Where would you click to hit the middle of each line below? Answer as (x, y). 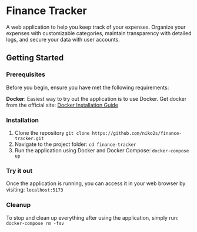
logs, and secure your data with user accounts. (63, 39)
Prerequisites (26, 74)
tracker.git (29, 138)
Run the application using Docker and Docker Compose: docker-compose (102, 150)
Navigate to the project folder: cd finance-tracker (75, 144)
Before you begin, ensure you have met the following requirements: (88, 87)
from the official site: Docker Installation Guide (62, 105)
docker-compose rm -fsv (35, 223)
